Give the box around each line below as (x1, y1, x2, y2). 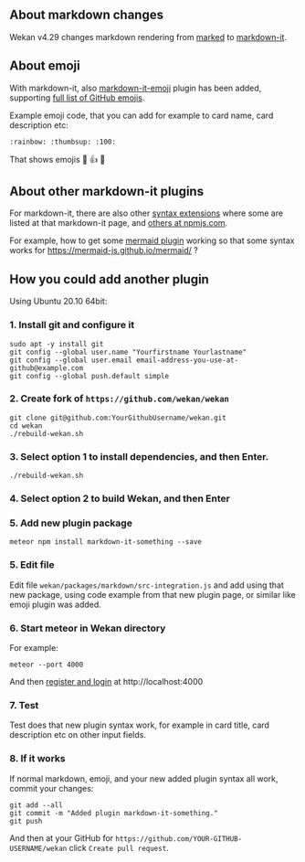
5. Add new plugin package (9, 516, 132, 529)
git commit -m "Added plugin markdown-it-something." (9, 808, 219, 817)
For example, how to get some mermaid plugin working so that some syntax (9, 235, 295, 246)
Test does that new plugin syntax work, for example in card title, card (9, 719, 269, 730)
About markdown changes (9, 7, 164, 23)
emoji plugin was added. (9, 599, 102, 610)
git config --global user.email (9, 356, 132, 365)
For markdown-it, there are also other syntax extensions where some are (9, 208, 284, 218)
